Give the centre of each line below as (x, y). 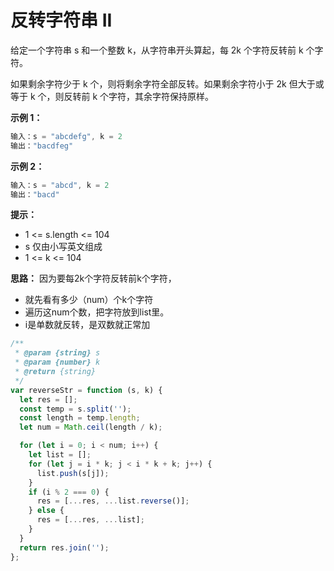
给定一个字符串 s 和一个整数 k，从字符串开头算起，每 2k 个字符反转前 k (157, 50)
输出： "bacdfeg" (42, 146)
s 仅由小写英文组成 (63, 247)
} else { (46, 511)
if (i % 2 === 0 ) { (69, 492)
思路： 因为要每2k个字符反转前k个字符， (93, 278)
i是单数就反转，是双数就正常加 (87, 325)
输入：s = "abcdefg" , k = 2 (66, 136)
